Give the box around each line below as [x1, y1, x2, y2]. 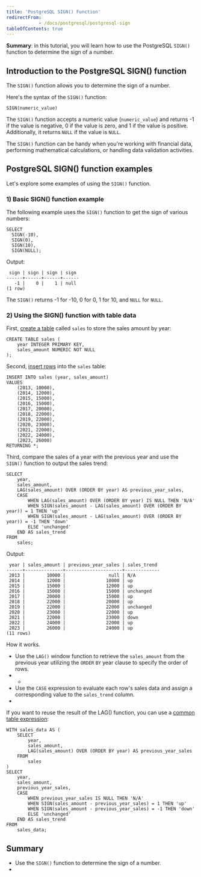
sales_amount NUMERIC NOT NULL [17, 347, 96, 353]
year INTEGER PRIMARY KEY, [17, 342, 85, 348]
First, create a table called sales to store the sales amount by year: [6, 325, 172, 332]
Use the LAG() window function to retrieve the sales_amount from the [14, 653, 185, 660]
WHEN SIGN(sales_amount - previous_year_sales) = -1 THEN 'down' [28, 806, 196, 812]
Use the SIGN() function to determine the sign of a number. [14, 860, 161, 867]
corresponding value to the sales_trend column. [14, 691, 135, 698]
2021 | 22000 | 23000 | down [8, 615, 138, 621]
